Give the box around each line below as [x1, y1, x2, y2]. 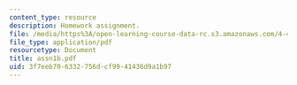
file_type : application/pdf [9, 37, 113, 47]
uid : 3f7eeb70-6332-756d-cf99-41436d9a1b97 [9, 63, 172, 72]
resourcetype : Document [9, 46, 97, 55]
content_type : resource [9, 12, 97, 22]
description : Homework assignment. [9, 21, 141, 30]
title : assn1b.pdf [9, 54, 77, 63]
